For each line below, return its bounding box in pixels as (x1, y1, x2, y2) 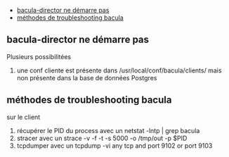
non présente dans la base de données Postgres (16, 73, 157, 82)
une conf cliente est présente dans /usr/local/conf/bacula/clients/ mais (16, 66, 222, 75)
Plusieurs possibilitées (6, 52, 72, 61)
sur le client (6, 113, 41, 121)
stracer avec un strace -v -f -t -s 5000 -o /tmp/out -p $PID (16, 134, 188, 142)
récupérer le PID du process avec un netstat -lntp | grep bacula (16, 126, 200, 134)
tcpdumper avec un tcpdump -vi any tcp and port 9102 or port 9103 (16, 141, 213, 150)
